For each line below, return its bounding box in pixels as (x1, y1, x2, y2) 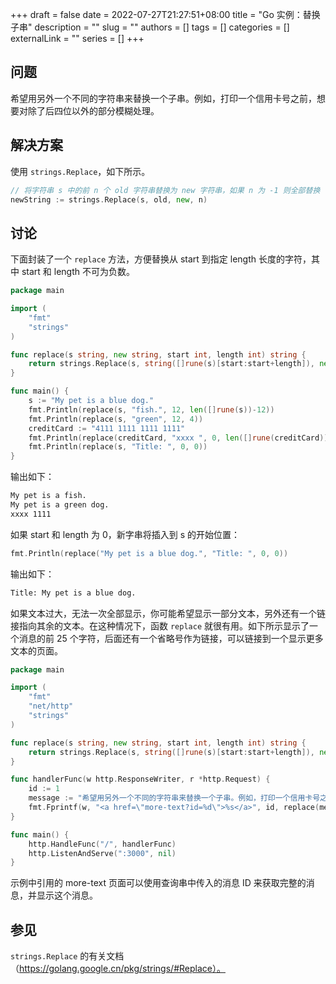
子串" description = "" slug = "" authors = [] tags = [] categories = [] (10, 21, 290, 33)
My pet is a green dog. (10, 500, 110, 510)
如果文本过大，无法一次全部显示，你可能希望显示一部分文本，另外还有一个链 (10, 607, 326, 619)
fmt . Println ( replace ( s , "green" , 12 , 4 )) (28, 414, 204, 424)
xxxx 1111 (10, 509, 52, 519)
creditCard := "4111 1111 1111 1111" (28, 423, 186, 433)
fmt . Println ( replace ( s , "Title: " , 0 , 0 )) (28, 442, 208, 452)
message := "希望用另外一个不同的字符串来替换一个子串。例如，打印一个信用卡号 (28, 793, 321, 803)
